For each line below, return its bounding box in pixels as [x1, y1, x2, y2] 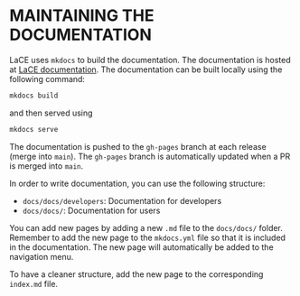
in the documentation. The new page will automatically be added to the [9, 241, 274, 253]
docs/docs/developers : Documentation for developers [22, 195, 222, 206]
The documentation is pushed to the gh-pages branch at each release [9, 141, 267, 152]
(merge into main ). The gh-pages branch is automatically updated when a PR [9, 151, 291, 162]
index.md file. [9, 278, 59, 289]
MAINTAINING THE [9, 5, 155, 26]
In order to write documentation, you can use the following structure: [9, 178, 266, 189]
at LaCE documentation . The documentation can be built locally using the [9, 64, 283, 75]
